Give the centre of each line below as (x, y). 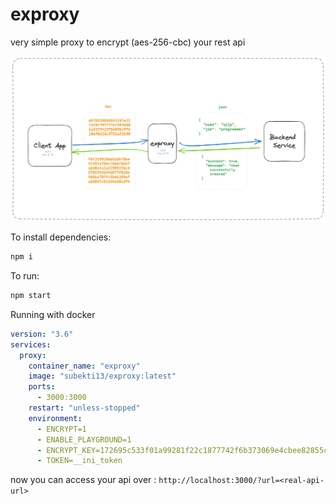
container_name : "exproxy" (84, 366)
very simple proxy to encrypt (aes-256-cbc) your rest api (128, 42)
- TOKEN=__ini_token (79, 461)
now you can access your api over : (83, 480)
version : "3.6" (42, 334)
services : (31, 344)
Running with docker (53, 314)
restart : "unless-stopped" (84, 408)
